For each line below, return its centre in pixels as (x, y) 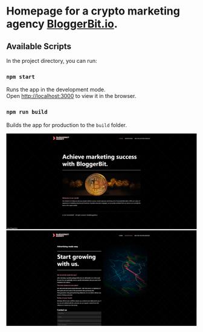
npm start (21, 76)
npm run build (27, 112)
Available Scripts (39, 46)
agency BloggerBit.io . (62, 24)
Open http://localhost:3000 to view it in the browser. (71, 96)
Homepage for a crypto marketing (93, 11)
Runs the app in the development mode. (56, 90)
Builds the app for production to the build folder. (67, 125)
